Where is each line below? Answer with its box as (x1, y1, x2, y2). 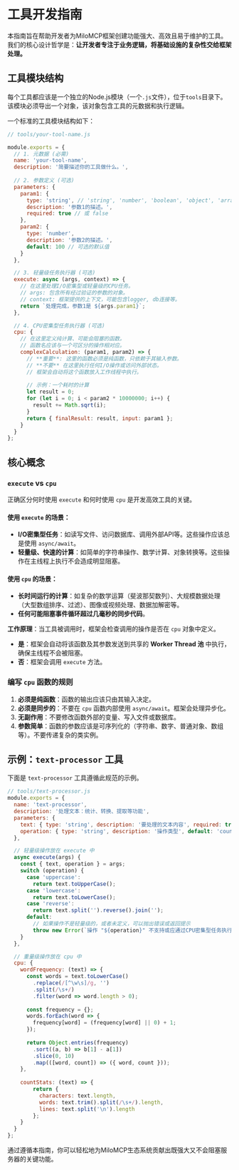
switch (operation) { (20, 868, 84, 875)
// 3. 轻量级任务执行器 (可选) (14, 269, 96, 277)
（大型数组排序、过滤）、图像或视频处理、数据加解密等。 (17, 601, 184, 609)
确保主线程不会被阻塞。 (17, 648, 87, 657)
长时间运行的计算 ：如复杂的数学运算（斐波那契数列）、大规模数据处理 (17, 591, 221, 600)
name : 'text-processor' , (14, 801, 87, 808)
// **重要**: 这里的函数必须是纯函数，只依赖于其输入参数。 (26, 355, 183, 362)
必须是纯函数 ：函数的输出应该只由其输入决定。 (17, 695, 155, 703)
